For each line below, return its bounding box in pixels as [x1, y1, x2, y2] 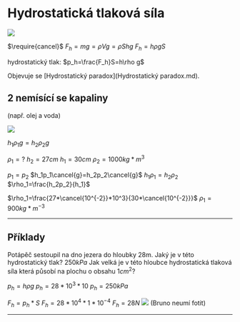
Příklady [7, 231, 46, 243]
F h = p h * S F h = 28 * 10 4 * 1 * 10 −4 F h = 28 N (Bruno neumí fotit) [7, 297, 206, 308]
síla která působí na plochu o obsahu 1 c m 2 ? [7, 266, 136, 276]
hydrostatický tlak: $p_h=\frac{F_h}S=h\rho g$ [7, 57, 145, 66]
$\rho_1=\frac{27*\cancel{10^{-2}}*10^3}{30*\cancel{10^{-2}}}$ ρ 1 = [7, 193, 212, 204]
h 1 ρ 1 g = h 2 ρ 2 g [7, 138, 50, 149]
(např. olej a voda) [7, 111, 61, 119]
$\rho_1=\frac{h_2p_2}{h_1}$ [7, 180, 91, 188]
